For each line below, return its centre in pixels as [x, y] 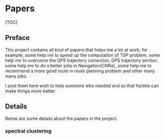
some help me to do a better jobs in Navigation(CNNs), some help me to [78, 65]
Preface [18, 38]
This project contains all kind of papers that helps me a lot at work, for [77, 49]
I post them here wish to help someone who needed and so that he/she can [82, 86]
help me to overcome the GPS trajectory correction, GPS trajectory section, [82, 60]
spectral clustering [28, 131]
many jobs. [16, 76]
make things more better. [31, 91]
